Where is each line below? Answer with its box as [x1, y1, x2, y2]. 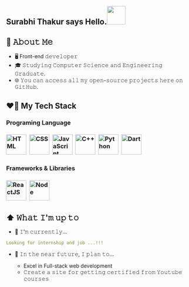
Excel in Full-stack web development [23, 262, 113, 269]
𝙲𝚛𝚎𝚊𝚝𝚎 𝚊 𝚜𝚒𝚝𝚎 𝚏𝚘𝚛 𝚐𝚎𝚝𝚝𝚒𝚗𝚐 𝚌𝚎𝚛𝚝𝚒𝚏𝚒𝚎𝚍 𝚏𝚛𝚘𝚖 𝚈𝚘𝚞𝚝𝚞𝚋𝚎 [23, 268, 183, 275]
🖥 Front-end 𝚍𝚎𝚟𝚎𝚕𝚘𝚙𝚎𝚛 [14, 53, 78, 60]
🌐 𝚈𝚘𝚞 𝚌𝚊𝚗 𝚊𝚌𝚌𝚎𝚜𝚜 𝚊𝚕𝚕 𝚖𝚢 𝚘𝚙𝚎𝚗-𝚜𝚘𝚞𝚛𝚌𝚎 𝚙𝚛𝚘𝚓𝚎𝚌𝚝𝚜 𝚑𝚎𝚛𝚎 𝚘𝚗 [14, 77, 183, 84]
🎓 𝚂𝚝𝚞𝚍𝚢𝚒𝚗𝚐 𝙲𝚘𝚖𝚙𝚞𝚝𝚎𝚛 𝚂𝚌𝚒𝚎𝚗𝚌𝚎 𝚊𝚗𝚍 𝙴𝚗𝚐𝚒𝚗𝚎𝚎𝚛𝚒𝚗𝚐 [14, 62, 163, 69]
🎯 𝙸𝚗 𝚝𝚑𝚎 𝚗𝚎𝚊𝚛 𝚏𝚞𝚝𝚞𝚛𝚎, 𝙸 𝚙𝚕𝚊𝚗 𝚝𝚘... [14, 251, 114, 258]
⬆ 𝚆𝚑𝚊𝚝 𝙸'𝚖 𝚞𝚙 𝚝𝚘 [6, 212, 79, 222]
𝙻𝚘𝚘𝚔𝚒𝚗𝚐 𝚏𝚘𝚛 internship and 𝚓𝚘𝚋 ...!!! [6, 240, 104, 246]
